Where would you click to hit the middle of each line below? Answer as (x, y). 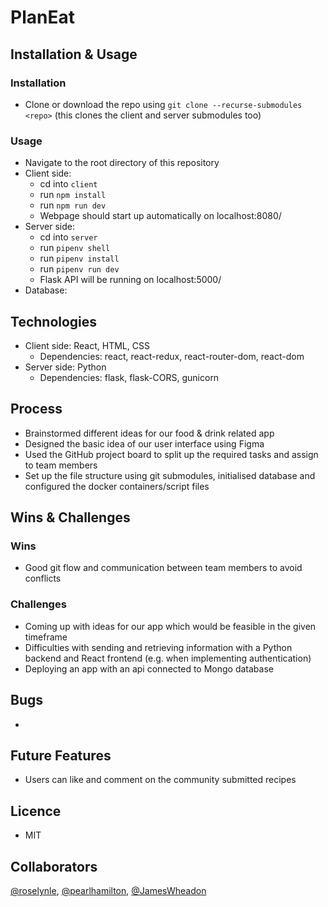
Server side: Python (65, 367)
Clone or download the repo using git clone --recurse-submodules (163, 104)
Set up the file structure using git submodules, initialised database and (170, 475)
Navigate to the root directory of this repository (122, 163)
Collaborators (54, 866)
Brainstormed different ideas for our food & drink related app (149, 433)
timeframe (46, 637)
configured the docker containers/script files (117, 486)
